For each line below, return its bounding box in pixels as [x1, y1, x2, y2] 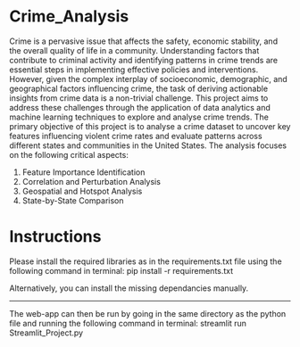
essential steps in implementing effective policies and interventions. [9, 64, 259, 75]
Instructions [9, 227, 102, 247]
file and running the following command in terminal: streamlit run [9, 318, 247, 328]
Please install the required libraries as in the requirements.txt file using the [9, 256, 283, 267]
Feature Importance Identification [21, 167, 146, 178]
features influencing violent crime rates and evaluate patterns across [9, 130, 262, 141]
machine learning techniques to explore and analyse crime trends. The [9, 112, 270, 122]
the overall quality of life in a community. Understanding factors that [9, 45, 260, 55]
